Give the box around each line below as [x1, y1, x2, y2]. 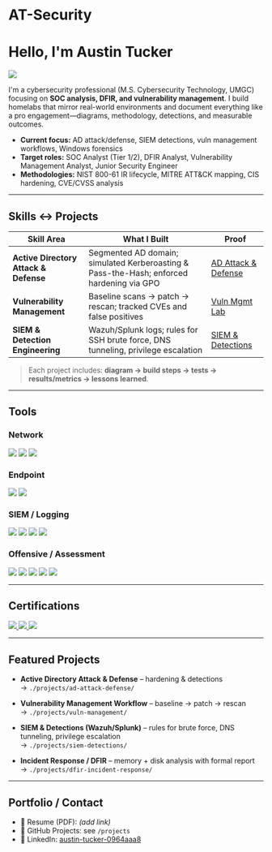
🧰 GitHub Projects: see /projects [19, 825, 131, 835]
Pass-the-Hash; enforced [88, 267, 189, 278]
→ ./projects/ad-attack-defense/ [19, 683, 135, 693]
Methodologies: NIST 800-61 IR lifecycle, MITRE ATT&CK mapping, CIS [19, 170, 260, 179]
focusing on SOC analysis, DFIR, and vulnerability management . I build [8, 93, 249, 103]
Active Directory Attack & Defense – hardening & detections [19, 674, 223, 684]
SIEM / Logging [8, 509, 70, 520]
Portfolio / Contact [8, 795, 104, 809]
